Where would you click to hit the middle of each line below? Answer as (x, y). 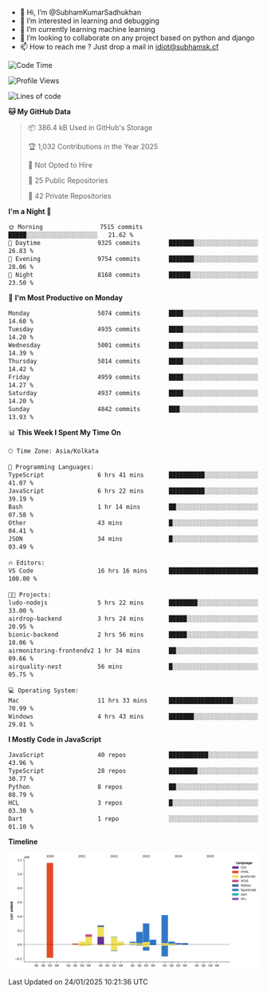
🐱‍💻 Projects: (30, 595)
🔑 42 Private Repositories (69, 196)
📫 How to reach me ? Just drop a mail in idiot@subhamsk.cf (119, 47)
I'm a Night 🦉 (30, 211)
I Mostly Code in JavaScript (55, 739)
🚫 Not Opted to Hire (60, 165)
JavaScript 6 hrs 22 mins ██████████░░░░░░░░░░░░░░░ (133, 491)
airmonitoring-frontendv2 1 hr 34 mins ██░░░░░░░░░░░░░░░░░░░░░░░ (133, 651)
